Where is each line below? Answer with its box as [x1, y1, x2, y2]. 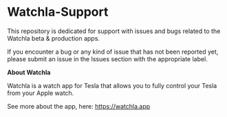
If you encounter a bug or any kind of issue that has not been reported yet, [7, 47, 219, 56]
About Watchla [7, 68, 51, 76]
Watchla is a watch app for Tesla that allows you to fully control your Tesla [7, 81, 217, 89]
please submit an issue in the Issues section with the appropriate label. [7, 54, 208, 63]
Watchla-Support [7, 4, 109, 20]
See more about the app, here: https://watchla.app [7, 102, 151, 110]
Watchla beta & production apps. [7, 34, 100, 42]
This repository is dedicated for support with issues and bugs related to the [7, 27, 221, 35]
